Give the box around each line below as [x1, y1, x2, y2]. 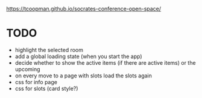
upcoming [14, 65, 40, 73]
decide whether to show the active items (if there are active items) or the [14, 59, 196, 66]
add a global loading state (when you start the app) [14, 53, 143, 60]
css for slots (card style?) [14, 85, 78, 92]
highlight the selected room [14, 46, 83, 53]
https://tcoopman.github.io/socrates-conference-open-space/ [6, 5, 162, 12]
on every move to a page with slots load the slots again [14, 72, 153, 79]
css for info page [14, 78, 57, 85]
